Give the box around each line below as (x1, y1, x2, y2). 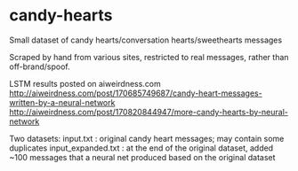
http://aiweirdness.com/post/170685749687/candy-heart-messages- (9, 88, 262, 98)
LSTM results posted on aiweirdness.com (9, 78, 162, 89)
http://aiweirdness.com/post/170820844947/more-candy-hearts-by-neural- (9, 106, 289, 117)
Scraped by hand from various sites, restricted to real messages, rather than (9, 51, 289, 62)
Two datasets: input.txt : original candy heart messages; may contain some (9, 133, 285, 144)
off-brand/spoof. (9, 61, 71, 72)
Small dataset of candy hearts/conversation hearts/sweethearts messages (9, 35, 283, 45)
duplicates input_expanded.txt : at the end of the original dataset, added (9, 143, 274, 153)
